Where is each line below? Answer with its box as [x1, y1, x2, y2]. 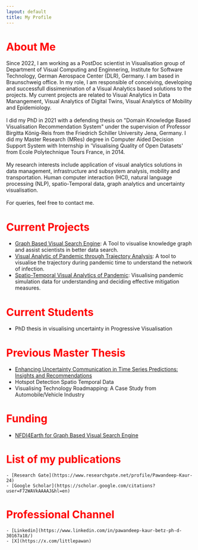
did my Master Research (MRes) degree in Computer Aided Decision [6, 136, 174, 143]
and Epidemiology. [6, 104, 52, 111]
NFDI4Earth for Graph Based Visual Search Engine [14, 432, 139, 439]
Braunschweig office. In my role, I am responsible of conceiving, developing [6, 79, 192, 86]
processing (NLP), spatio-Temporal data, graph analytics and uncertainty [6, 180, 186, 188]
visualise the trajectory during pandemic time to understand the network [14, 259, 193, 266]
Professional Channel [6, 508, 115, 521]
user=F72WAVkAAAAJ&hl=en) [6, 488, 70, 494]
